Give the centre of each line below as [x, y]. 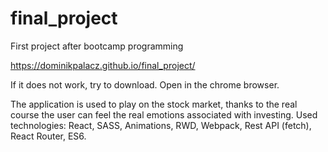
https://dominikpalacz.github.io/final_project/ [103, 65]
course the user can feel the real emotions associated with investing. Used [164, 114]
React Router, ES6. [48, 136]
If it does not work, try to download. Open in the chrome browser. [145, 84]
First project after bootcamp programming [97, 46]
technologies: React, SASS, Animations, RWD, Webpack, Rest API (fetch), [161, 125]
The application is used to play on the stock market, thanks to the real [154, 104]
